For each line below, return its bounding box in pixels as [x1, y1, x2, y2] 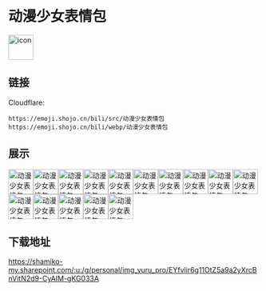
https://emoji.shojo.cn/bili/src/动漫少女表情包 [8, 114, 165, 122]
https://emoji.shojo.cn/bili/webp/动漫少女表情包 [8, 123, 169, 131]
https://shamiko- [8, 257, 63, 266]
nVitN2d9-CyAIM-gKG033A [8, 273, 100, 284]
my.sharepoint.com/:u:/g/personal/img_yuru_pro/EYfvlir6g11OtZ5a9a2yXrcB [8, 265, 257, 275]
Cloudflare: [8, 98, 46, 107]
